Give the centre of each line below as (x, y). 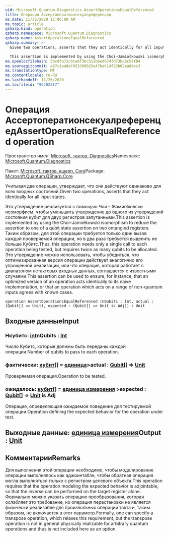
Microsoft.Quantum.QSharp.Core (39, 176)
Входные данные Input (42, 321)
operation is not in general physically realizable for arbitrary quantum (77, 524)
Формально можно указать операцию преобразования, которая (75, 497)
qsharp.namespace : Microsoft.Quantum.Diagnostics (58, 33)
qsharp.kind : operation (30, 29)
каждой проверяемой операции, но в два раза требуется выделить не (81, 238)
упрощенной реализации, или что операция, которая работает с (75, 265)
